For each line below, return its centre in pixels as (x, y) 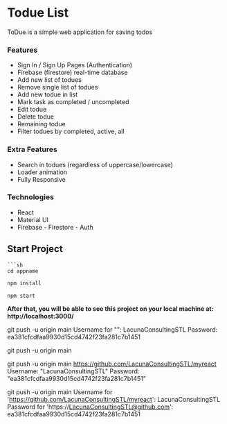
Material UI (33, 219)
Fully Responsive (41, 179)
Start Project (35, 249)
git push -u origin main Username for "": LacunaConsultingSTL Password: (112, 330)
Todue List (38, 13)
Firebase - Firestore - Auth (55, 227)
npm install (24, 283)
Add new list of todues (49, 80)
